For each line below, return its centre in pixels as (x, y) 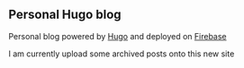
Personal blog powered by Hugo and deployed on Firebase (117, 36)
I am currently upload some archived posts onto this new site (122, 54)
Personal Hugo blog (65, 15)
